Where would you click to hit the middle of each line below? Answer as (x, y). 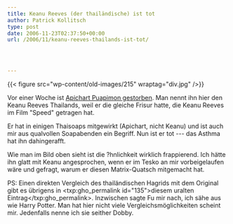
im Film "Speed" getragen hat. (51, 113)
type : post (23, 27)
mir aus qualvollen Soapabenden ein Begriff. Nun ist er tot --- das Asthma (114, 134)
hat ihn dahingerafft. (36, 141)
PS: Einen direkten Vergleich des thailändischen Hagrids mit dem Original (113, 183)
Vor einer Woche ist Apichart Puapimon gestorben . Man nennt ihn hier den (115, 98)
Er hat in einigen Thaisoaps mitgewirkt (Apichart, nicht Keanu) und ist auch (115, 126)
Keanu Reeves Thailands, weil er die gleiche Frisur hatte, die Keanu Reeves (116, 105)
